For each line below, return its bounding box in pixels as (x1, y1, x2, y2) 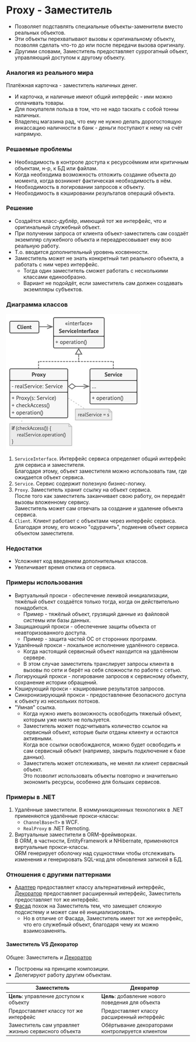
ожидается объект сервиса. (14, 474, 85, 481)
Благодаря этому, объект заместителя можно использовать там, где (14, 467, 187, 474)
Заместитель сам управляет (8, 1022, 80, 1029)
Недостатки (6, 545, 42, 553)
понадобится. (14, 604, 48, 611)
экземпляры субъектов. (23, 286, 83, 293)
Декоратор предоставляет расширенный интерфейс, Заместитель (14, 890, 181, 897)
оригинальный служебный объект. (14, 223, 101, 231)
